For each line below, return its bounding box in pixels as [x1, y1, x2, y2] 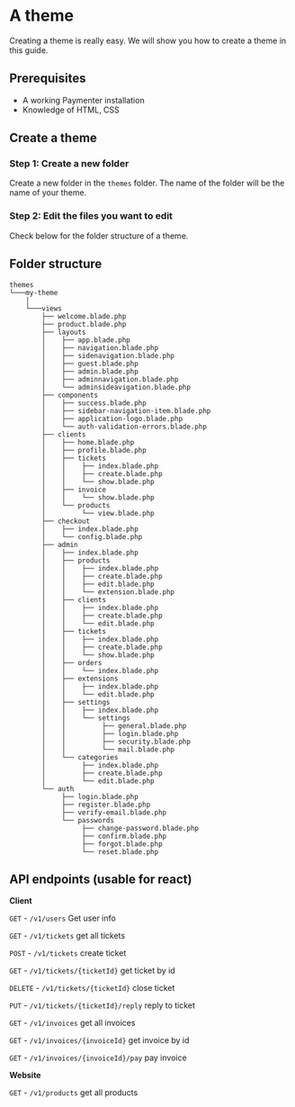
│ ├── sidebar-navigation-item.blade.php [41, 406, 211, 415]
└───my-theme [9, 288, 58, 297]
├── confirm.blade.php [81, 832, 167, 841]
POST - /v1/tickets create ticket [9, 948, 127, 958]
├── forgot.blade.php [81, 839, 164, 849]
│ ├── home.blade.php [41, 437, 135, 446]
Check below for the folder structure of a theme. [9, 230, 189, 241]
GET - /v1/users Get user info [9, 913, 117, 923]
